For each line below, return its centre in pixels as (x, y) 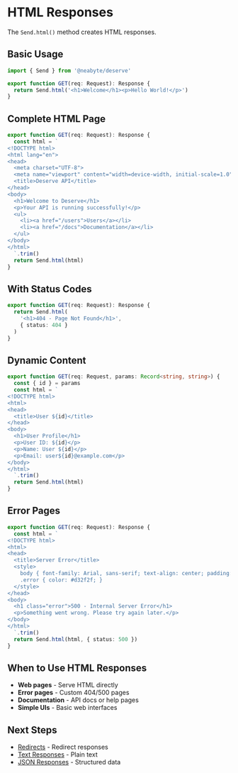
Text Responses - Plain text (57, 755)
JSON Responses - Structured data (69, 762)
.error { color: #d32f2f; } (61, 580)
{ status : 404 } (44, 325)
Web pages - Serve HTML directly (68, 685)
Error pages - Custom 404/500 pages (73, 693)
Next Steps (32, 730)
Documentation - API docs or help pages (78, 700)
